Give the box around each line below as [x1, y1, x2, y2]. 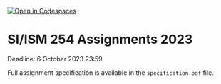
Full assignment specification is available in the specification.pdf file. [7, 68, 214, 77]
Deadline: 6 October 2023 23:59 [7, 54, 103, 63]
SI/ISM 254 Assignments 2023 [7, 32, 193, 47]
